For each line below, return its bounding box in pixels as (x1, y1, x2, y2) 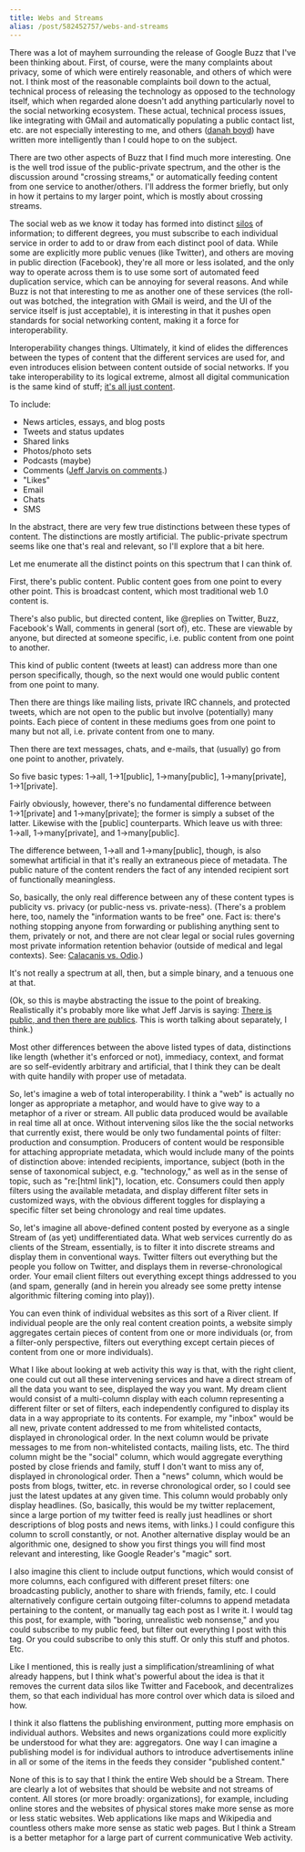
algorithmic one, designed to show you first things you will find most (9, 1538, 266, 1549)
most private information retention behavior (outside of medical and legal (9, 940, 284, 951)
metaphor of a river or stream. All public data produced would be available (9, 1107, 289, 1118)
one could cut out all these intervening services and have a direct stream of (9, 1373, 293, 1384)
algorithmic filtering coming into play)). (9, 1289, 155, 1300)
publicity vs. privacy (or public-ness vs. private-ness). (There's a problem (9, 901, 287, 912)
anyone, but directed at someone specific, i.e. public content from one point (9, 632, 294, 643)
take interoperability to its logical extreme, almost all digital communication (9, 371, 290, 382)
